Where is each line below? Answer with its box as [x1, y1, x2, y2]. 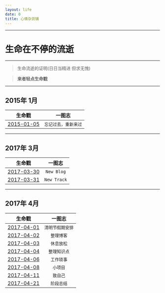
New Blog [45, 169, 66, 175]
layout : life [5, 7, 32, 12]
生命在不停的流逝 [5, 44, 75, 55]
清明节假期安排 [44, 225, 74, 230]
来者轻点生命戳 [17, 76, 48, 82]
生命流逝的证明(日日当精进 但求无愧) [17, 65, 91, 71]
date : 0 [5, 12, 21, 17]
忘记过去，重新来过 [44, 121, 82, 127]
